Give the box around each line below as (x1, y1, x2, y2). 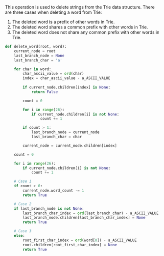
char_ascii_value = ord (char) (23, 71, 84, 76)
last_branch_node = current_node (31, 130, 99, 135)
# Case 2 (14, 201, 32, 206)
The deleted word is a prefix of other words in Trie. (12, 19, 115, 25)
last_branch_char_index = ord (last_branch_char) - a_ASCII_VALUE (23, 211, 159, 216)
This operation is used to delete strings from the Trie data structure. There (5, 4, 155, 10)
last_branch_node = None (14, 53, 65, 58)
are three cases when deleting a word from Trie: (5, 9, 102, 15)
